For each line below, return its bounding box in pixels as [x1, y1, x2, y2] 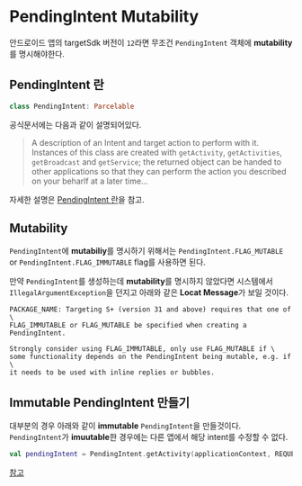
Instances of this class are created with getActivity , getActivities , [31, 147, 283, 157]
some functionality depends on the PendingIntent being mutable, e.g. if [9, 353, 292, 362]
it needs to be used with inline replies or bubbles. [9, 368, 216, 377]
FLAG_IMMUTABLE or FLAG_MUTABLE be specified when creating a [9, 321, 247, 330]
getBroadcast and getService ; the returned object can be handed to [31, 156, 281, 167]
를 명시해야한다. [9, 48, 66, 59]
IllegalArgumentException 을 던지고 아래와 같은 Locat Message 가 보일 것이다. [9, 287, 289, 298]
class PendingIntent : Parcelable [9, 102, 135, 111]
